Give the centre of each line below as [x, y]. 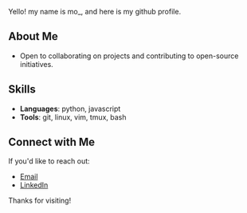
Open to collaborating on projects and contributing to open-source [129, 56]
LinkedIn [34, 185]
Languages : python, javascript [70, 108]
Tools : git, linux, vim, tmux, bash [73, 117]
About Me [33, 36]
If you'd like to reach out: [49, 161]
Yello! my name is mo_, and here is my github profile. [95, 12]
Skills [22, 90]
